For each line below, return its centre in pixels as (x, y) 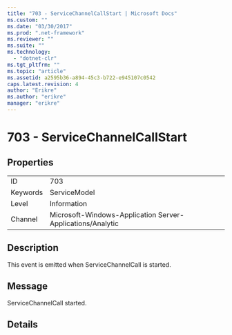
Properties (30, 163)
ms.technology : (29, 52)
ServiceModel (72, 192)
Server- (171, 214)
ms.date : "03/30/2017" (40, 26)
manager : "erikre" (33, 103)
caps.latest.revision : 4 (43, 84)
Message (28, 286)
